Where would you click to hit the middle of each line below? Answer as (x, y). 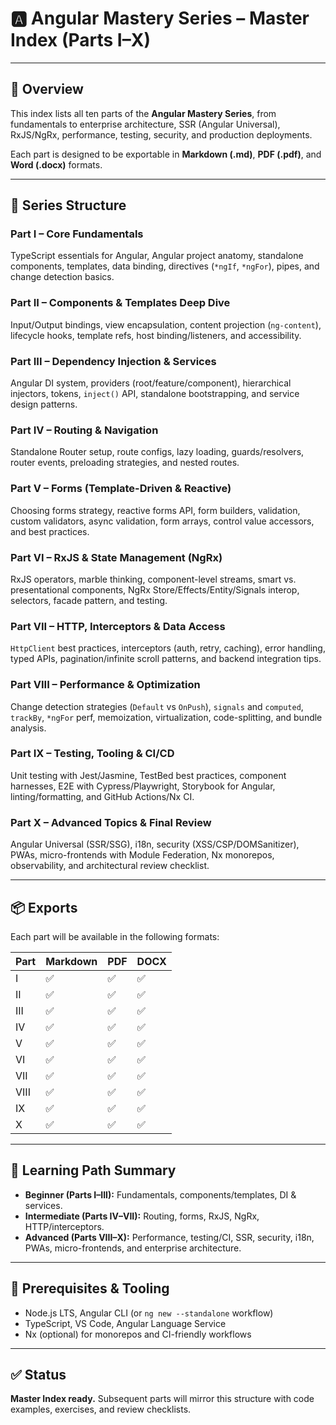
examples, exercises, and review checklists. (101, 1409)
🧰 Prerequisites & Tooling (90, 1288)
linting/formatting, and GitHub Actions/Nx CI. (102, 796)
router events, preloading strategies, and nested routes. (125, 463)
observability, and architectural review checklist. (110, 866)
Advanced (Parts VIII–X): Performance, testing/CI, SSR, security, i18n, (169, 1237)
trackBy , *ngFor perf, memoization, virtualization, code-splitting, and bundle (166, 717)
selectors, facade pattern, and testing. (89, 600)
